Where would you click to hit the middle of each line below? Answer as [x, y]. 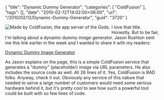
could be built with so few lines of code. [46, 93]
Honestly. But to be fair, [135, 32]
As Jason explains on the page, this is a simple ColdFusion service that [77, 62]
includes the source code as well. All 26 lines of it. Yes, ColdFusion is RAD [80, 72]
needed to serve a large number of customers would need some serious [78, 83]
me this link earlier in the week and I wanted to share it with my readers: [78, 43]
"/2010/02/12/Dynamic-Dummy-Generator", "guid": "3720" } [66, 17]
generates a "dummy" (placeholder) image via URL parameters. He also [78, 67]
